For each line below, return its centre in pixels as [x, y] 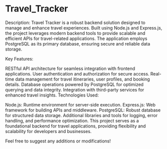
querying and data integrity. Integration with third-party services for [75, 89]
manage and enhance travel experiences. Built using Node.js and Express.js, [84, 27]
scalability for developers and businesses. [48, 131]
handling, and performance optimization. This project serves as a [72, 120]
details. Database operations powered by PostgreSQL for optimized [74, 84]
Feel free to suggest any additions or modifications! [58, 141]
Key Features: [19, 58]
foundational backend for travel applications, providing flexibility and [76, 126]
